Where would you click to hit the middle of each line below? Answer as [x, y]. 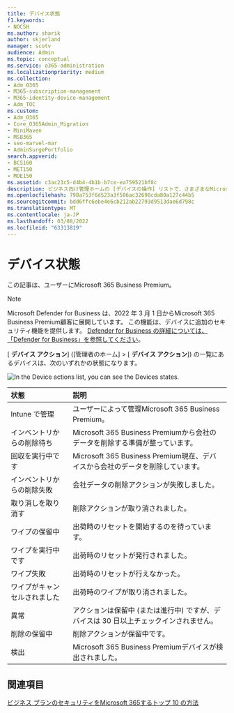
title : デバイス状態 [34, 14]
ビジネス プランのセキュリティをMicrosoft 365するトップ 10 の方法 [103, 703]
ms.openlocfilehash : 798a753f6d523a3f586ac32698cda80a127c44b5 [101, 195]
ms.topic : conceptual [39, 59]
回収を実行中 [32, 456]
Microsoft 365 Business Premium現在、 [138, 456]
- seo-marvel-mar [32, 144]
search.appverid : [32, 157]
